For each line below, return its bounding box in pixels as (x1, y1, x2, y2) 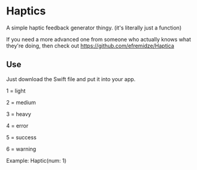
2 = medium (6, 99, 36, 106)
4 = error (6, 122, 29, 129)
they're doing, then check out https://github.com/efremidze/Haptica (6, 42, 174, 49)
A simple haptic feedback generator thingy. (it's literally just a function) (6, 24, 182, 31)
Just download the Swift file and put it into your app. (6, 75, 136, 82)
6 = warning (6, 145, 37, 153)
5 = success (6, 133, 37, 141)
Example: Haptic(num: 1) (6, 157, 67, 164)
